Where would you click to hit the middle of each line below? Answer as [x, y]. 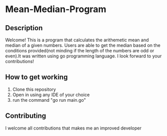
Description [24, 28]
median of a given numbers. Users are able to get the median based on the [83, 45]
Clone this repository [34, 89]
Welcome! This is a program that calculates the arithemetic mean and [77, 40]
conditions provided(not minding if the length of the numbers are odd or [80, 51]
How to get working [36, 77]
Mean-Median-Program [56, 9]
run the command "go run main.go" [49, 100]
